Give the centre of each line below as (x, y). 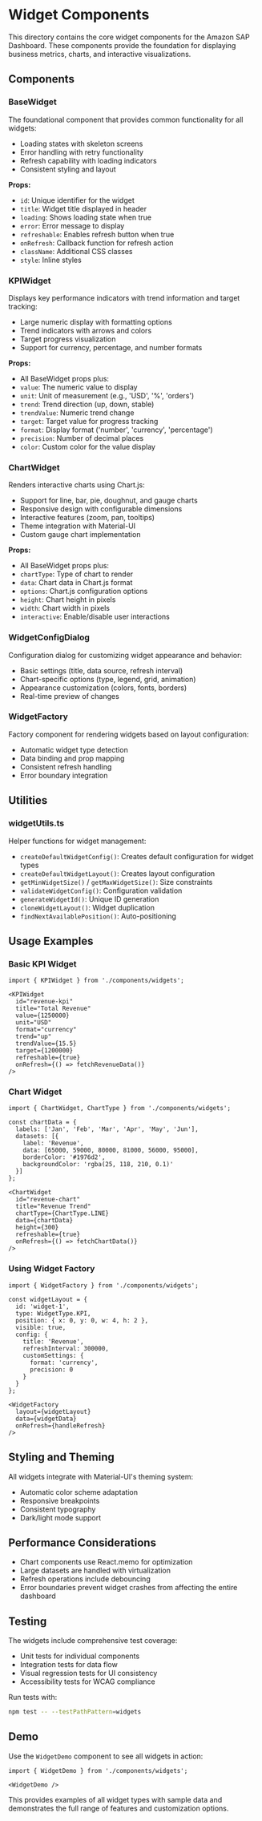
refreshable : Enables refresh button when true (97, 234)
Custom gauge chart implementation (80, 535)
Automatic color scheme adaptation (79, 1492)
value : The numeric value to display (79, 387)
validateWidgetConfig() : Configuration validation (101, 890)
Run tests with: (33, 1698)
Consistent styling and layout (68, 169)
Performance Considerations (82, 1542)
